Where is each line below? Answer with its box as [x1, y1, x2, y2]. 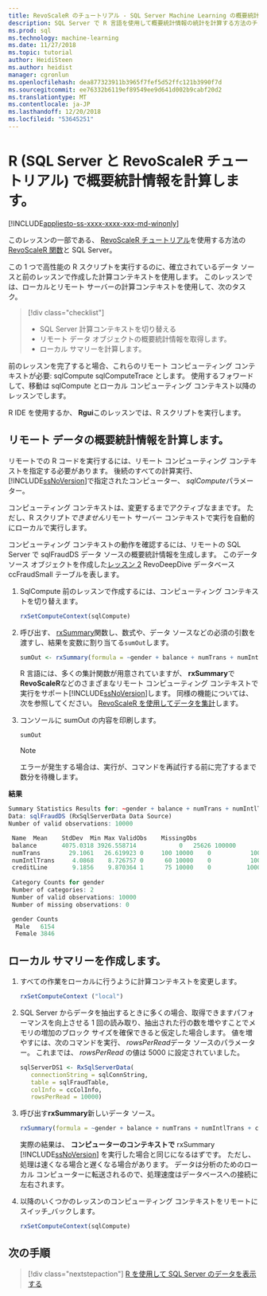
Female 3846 [15, 930, 56, 938]
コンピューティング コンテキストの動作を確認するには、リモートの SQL [8, 539, 242, 549]
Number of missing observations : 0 [11, 900, 130, 908]
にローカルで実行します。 [8, 522, 91, 532]
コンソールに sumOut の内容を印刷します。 [19, 716, 161, 725]
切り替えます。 [33, 596, 83, 606]
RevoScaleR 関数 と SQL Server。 [8, 244, 117, 255]
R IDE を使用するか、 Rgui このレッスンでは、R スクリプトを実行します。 [8, 408, 246, 417]
